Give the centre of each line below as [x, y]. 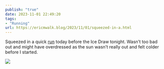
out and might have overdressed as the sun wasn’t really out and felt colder [82, 47]
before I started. [22, 52]
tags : [11, 19]
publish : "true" [22, 10]
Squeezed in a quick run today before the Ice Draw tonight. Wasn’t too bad [81, 42]
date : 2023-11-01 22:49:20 [33, 14]
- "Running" [17, 23]
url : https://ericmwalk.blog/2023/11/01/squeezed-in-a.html [69, 28]
